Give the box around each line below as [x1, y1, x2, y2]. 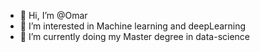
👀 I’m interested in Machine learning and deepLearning [19, 20, 247, 32]
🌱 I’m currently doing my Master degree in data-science [19, 31, 251, 42]
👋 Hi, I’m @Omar [19, 10, 88, 21]
